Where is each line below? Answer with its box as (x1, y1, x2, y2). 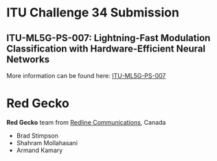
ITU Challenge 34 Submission (6, 5, 180, 21)
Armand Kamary (16, 146, 63, 154)
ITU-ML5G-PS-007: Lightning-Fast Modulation (6, 32, 211, 44)
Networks (6, 53, 49, 65)
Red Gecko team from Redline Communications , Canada (6, 118, 166, 126)
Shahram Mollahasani (16, 138, 78, 147)
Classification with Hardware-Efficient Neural (6, 42, 206, 54)
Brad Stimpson (16, 132, 59, 140)
